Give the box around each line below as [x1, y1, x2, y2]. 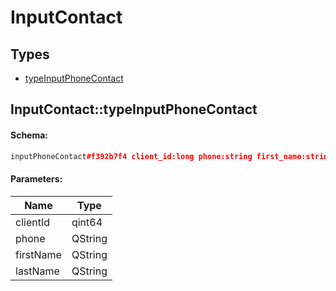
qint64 [71, 215, 103, 229]
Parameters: [10, 173, 63, 185]
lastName [15, 264, 60, 278]
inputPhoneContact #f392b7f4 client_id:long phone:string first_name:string [10, 151, 333, 161]
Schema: [10, 129, 49, 141]
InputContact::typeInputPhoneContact [10, 101, 258, 118]
